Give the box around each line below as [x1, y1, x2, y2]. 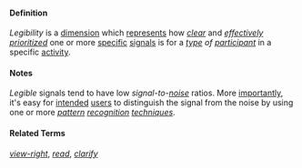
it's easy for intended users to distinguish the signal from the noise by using [9, 97, 294, 108]
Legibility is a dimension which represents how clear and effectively [9, 27, 264, 38]
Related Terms [9, 128, 65, 138]
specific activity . [9, 46, 71, 58]
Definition [9, 7, 48, 18]
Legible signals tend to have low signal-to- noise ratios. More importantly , [9, 87, 284, 99]
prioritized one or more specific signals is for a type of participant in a [9, 37, 272, 48]
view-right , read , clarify [9, 148, 98, 159]
